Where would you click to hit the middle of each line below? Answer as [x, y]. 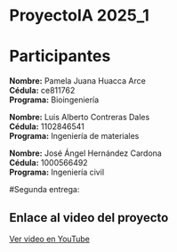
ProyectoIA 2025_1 [79, 16]
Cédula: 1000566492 [48, 163]
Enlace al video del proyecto [89, 218]
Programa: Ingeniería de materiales [74, 136]
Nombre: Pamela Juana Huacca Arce [78, 81]
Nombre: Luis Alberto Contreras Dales [80, 118]
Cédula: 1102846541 [47, 126]
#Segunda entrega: [44, 190]
